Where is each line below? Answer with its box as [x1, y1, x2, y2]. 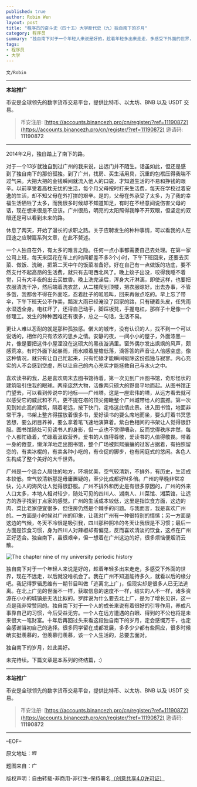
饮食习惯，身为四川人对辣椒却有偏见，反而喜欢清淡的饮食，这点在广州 [21, 526, 191, 533]
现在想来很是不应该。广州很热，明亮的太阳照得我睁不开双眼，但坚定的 [16, 206, 186, 214]
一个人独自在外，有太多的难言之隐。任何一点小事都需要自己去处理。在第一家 [6, 246, 191, 254]
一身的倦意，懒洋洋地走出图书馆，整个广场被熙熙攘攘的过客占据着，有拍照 [6, 441, 186, 448]
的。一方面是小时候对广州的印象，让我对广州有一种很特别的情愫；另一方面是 [6, 512, 191, 519]
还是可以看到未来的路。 [11, 214, 68, 221]
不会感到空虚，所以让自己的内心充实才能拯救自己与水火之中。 [21, 362, 171, 369]
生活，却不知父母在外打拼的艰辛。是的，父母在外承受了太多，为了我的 [16, 192, 186, 199]
